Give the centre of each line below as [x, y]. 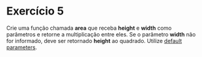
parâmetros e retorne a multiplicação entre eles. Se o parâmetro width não [101, 34]
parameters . [22, 47]
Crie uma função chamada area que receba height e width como [89, 28]
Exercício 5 [35, 11]
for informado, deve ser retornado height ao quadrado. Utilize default [94, 41]
